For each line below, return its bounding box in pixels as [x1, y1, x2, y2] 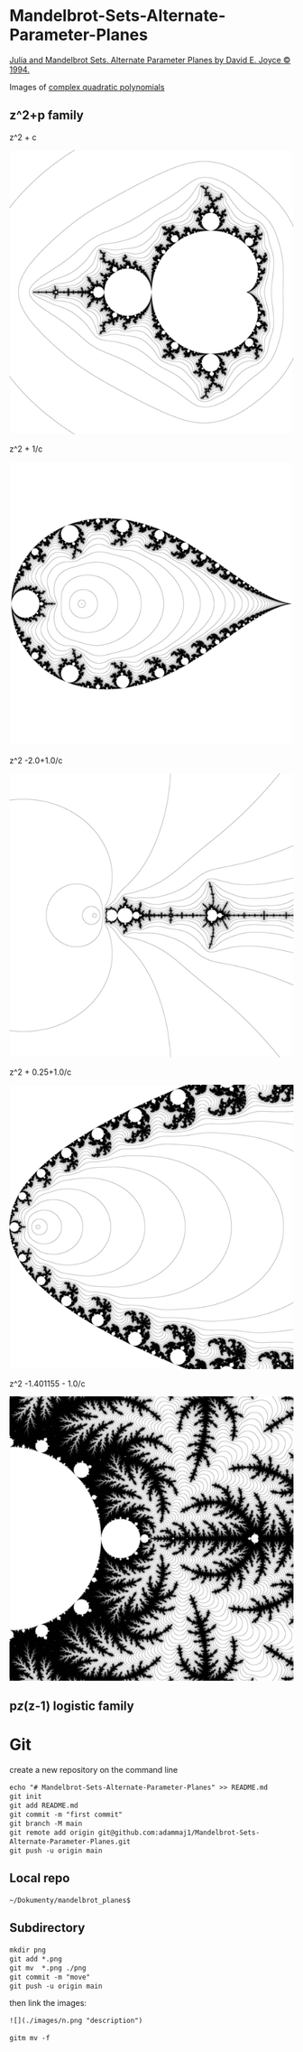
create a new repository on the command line [9, 1765, 179, 1776]
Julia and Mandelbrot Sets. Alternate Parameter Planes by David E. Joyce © [9, 54, 291, 65]
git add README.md [9, 1801, 78, 1811]
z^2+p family [9, 107, 84, 123]
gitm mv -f [9, 2033, 50, 2042]
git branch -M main [9, 1819, 83, 1829]
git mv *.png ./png [9, 1963, 87, 1973]
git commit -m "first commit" [9, 1810, 124, 1820]
